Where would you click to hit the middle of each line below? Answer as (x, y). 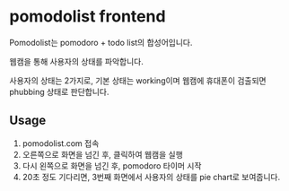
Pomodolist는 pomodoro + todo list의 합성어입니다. (101, 42)
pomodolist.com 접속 (61, 143)
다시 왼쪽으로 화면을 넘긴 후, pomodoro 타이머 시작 (112, 165)
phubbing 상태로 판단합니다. (59, 91)
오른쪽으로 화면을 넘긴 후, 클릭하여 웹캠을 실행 (103, 154)
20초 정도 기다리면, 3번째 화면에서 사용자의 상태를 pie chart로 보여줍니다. (151, 177)
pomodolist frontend (88, 17)
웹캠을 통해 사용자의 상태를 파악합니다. (76, 61)
